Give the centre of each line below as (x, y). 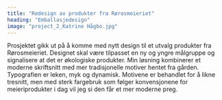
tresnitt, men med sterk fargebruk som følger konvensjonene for (98, 82)
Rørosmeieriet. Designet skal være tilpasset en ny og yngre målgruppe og (111, 53)
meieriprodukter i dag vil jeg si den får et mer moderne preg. (92, 89)
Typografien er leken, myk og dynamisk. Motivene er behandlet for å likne (111, 75)
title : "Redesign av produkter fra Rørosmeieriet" (81, 13)
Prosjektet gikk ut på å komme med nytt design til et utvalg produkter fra (109, 46)
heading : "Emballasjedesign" (49, 20)
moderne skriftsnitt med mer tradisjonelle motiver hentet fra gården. (103, 67)
